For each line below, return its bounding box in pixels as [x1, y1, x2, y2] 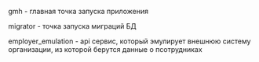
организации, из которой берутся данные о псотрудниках [8, 45, 202, 53]
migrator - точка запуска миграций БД [8, 22, 137, 30]
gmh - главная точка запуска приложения [8, 7, 149, 15]
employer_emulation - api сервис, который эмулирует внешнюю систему [8, 36, 251, 46]
